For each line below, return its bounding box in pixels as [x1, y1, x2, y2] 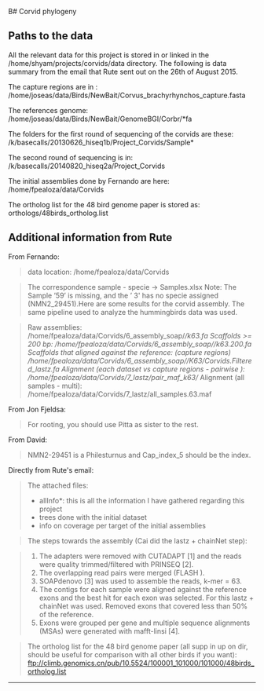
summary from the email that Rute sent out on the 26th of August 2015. [8, 67, 238, 76]
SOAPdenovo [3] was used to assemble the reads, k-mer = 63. [38, 576, 242, 586]
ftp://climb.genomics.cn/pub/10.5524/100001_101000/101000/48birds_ [27, 658, 255, 667]
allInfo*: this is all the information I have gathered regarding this [38, 495, 245, 505]
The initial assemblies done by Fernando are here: [8, 176, 170, 185]
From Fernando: [8, 251, 60, 261]
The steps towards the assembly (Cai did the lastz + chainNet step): [27, 536, 247, 545]
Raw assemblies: [27, 322, 82, 332]
